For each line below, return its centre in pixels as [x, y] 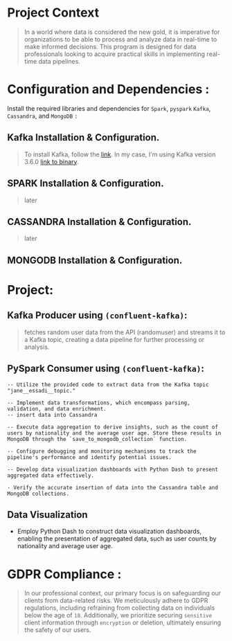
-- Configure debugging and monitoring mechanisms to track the [102, 451]
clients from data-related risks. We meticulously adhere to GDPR [116, 601]
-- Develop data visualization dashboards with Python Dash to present [113, 469]
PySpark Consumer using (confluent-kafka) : [106, 369]
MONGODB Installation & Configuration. [95, 260]
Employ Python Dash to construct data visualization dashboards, [109, 532]
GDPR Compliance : [64, 574]
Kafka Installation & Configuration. [83, 137]
